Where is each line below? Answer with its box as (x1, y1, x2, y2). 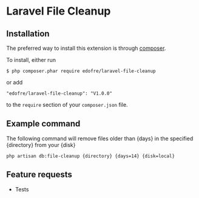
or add (6, 79, 23, 86)
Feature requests (6, 169, 73, 180)
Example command (6, 118, 81, 129)
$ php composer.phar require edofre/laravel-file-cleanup (6, 68, 156, 74)
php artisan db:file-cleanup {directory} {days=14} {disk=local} (6, 153, 175, 159)
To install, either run (6, 56, 56, 63)
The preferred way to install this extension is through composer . (6, 44, 166, 52)
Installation (6, 29, 50, 39)
